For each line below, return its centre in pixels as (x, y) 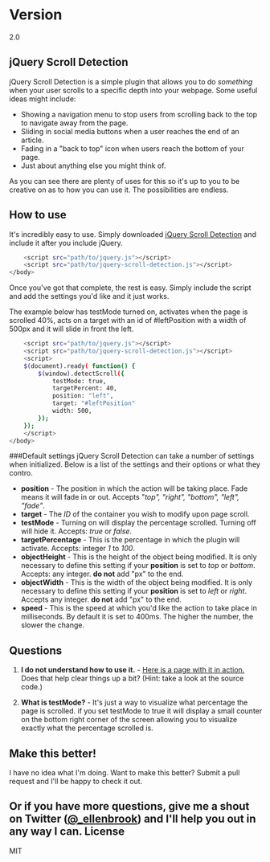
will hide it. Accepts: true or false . (76, 531)
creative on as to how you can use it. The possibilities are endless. (119, 190)
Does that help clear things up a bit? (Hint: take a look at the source (132, 678)
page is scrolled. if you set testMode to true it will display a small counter (141, 711)
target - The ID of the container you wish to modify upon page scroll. (135, 514)
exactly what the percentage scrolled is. (87, 728)
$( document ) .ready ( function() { (80, 366)
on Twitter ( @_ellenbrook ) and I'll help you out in (133, 819)
